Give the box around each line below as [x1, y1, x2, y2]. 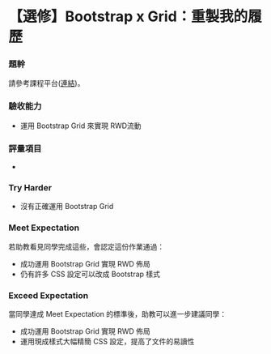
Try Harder [8, 182, 53, 193]
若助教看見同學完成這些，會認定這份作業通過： [8, 241, 164, 251]
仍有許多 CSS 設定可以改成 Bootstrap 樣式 [19, 269, 160, 279]
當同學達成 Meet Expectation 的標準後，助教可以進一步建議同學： [8, 309, 227, 318]
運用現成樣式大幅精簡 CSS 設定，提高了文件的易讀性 [19, 336, 195, 346]
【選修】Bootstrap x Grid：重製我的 [8, 7, 248, 26]
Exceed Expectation [8, 289, 89, 301]
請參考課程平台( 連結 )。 [8, 79, 85, 88]
